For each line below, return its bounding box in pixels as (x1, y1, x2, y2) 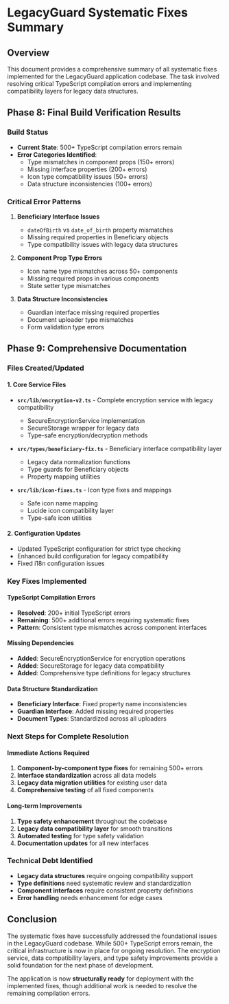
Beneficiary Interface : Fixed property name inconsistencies (16, 700, 187, 708)
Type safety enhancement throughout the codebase (16, 817, 167, 825)
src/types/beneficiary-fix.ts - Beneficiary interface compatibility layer (16, 444, 222, 452)
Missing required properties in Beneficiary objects (27, 232, 169, 241)
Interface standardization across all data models (16, 772, 156, 780)
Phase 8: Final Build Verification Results (7, 107, 181, 118)
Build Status (7, 127, 49, 137)
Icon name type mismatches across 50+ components (27, 267, 178, 275)
